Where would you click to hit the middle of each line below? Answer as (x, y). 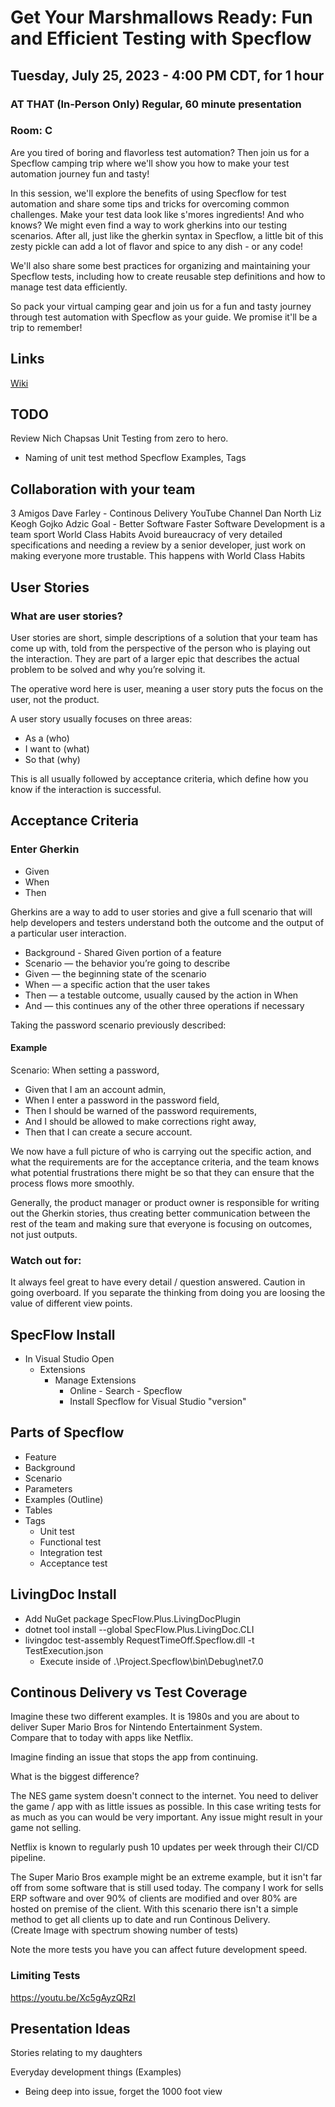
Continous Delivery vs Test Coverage (129, 1692)
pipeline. (28, 1858)
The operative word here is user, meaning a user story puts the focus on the (167, 688)
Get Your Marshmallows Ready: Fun (161, 17)
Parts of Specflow (67, 1432)
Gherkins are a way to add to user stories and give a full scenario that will (161, 912)
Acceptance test (73, 1563)
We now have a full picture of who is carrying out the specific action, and (161, 1151)
